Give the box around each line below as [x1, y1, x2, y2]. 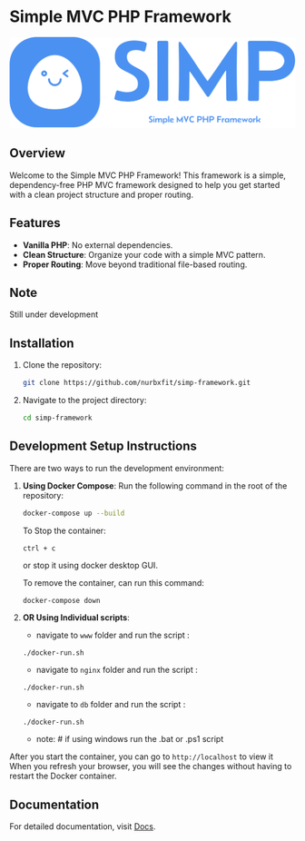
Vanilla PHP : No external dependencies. [22, 239, 173, 251]
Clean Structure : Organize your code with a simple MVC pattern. [22, 249, 266, 260]
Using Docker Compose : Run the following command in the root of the [22, 480, 288, 491]
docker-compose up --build [22, 509, 125, 518]
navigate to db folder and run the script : [35, 699, 186, 710]
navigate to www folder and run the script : [35, 629, 191, 641]
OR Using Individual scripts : [22, 612, 130, 623]
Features [9, 215, 61, 231]
